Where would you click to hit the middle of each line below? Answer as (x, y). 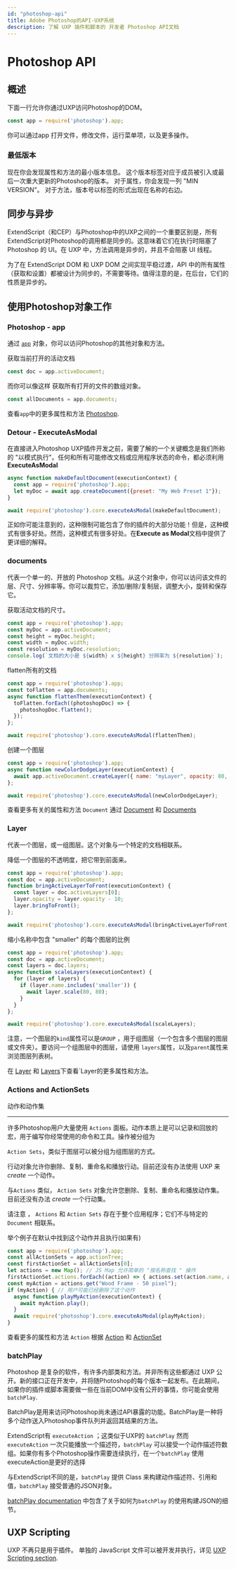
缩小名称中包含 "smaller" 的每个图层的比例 (68, 939)
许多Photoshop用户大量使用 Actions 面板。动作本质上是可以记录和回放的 (113, 1128)
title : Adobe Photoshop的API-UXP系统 (61, 20)
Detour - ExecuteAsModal (52, 432)
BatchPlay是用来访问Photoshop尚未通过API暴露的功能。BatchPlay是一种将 (115, 1412)
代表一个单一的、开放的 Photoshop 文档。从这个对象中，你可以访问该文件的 (117, 577)
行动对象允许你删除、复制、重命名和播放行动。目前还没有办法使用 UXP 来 (114, 1166)
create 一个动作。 (33, 1175)
